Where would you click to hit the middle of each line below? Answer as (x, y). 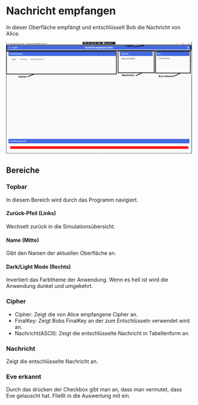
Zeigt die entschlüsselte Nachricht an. (52, 361)
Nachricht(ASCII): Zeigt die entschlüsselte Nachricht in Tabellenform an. (102, 333)
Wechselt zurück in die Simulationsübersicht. (61, 226)
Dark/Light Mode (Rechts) (39, 267)
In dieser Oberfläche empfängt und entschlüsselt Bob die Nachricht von (93, 27)
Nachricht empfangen (61, 11)
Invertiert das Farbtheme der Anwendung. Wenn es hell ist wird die (87, 280)
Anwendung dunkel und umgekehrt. (49, 286)
